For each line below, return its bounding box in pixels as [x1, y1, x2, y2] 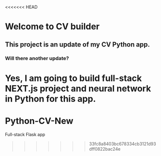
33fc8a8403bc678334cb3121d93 [89, 140, 156, 147]
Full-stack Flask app [5, 131, 45, 137]
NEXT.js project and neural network [5, 83, 151, 94]
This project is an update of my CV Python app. [5, 40, 150, 48]
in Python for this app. [5, 93, 96, 104]
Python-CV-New [5, 115, 73, 126]
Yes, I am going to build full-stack [5, 73, 142, 84]
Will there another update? [5, 55, 69, 62]
